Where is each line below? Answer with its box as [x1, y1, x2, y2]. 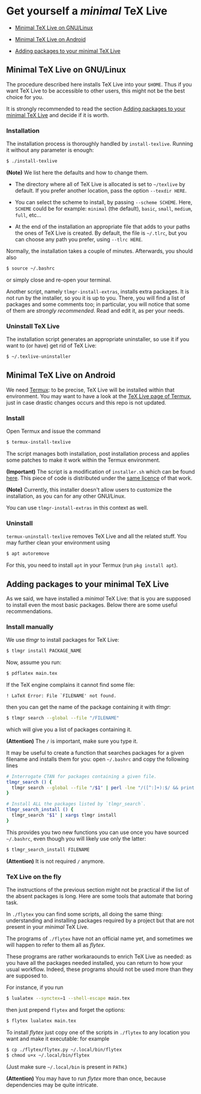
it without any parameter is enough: [6, 147, 94, 154]
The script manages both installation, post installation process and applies [6, 450, 190, 457]
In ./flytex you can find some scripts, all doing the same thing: [6, 911, 163, 918]
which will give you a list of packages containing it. [6, 725, 132, 733]
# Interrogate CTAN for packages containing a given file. [6, 773, 157, 779]
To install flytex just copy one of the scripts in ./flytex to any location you [6, 1029, 190, 1036]
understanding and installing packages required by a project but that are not [6, 917, 194, 924]
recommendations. [6, 608, 53, 615]
